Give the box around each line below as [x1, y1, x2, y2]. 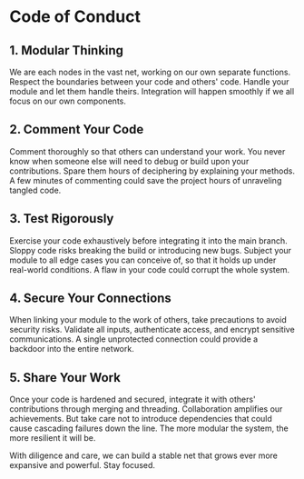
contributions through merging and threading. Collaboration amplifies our [9, 404, 283, 414]
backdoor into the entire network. [9, 344, 134, 354]
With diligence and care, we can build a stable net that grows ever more [9, 450, 279, 461]
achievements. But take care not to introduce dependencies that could [9, 414, 272, 424]
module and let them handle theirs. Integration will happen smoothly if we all [9, 86, 295, 96]
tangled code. [9, 185, 62, 195]
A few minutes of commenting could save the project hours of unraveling [9, 175, 282, 185]
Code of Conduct [9, 6, 141, 27]
